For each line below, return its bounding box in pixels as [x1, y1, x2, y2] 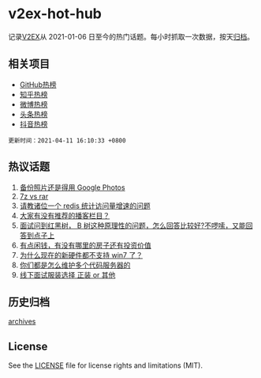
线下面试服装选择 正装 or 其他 [19, 270, 116, 279]
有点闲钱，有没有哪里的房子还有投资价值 [19, 240, 151, 250]
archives [8, 317, 36, 327]
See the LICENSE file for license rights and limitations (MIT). [8, 361, 203, 370]
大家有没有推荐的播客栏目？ [19, 210, 110, 220]
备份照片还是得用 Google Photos [19, 183, 125, 192]
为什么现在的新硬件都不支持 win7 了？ [19, 250, 144, 259]
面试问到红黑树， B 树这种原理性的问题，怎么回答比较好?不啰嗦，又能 [19, 221, 246, 230]
